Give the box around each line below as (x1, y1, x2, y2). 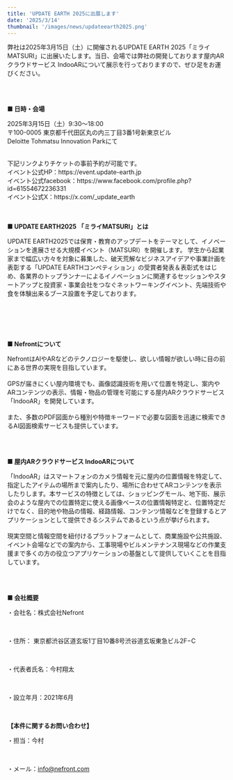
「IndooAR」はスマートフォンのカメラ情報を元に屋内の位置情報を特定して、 (7, 472, 226, 481)
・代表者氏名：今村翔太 (7, 665, 74, 673)
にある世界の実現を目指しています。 (7, 364, 111, 372)
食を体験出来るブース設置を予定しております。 (7, 290, 140, 298)
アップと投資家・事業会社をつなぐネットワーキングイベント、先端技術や (19, 281, 227, 289)
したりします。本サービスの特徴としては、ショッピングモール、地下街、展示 (7, 490, 226, 498)
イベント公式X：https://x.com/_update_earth (7, 193, 136, 201)
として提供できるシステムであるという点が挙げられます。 (49, 516, 214, 524)
